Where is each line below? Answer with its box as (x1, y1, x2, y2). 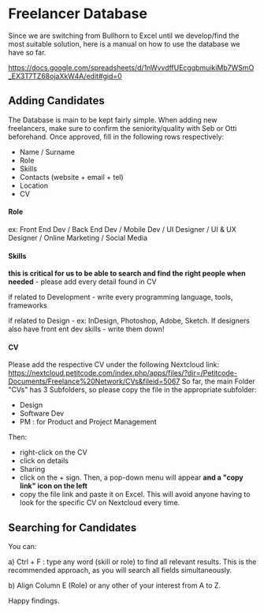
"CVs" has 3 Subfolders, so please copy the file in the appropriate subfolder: (8, 385, 257, 394)
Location (19, 181, 49, 190)
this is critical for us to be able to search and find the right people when (8, 269, 246, 278)
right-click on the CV (19, 447, 88, 458)
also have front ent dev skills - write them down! (8, 324, 165, 334)
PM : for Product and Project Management (19, 417, 158, 427)
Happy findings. (8, 596, 61, 606)
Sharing (19, 465, 46, 474)
